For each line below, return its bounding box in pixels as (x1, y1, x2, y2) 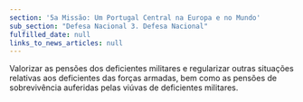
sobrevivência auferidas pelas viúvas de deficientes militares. (9, 82, 239, 93)
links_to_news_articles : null (9, 38, 124, 48)
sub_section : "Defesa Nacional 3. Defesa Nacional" (9, 22, 208, 31)
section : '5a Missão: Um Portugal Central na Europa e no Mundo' (9, 13, 260, 23)
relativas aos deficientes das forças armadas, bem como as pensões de (9, 73, 278, 84)
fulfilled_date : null (9, 30, 91, 39)
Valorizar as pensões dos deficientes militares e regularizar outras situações (9, 63, 294, 74)
